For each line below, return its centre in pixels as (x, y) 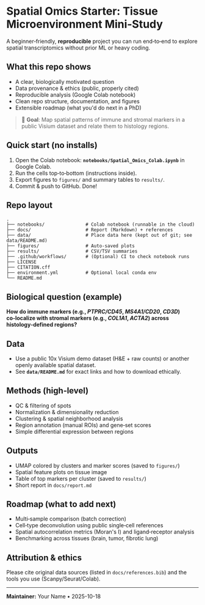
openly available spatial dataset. (56, 365)
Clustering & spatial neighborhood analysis (69, 418)
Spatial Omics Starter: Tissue (82, 11)
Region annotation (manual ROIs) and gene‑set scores (83, 425)
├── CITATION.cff (28, 267)
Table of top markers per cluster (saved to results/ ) (81, 478)
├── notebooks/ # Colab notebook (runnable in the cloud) (101, 225)
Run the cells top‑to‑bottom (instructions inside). (76, 173)
